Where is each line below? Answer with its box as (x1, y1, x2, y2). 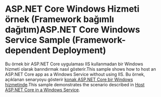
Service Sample (5, 35, 71, 46)
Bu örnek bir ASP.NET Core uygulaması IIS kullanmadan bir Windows (5, 61, 143, 67)
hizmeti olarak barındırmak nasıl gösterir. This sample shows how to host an (5, 66, 156, 72)
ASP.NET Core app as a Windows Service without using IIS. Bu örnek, (5, 71, 145, 77)
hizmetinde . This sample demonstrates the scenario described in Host (5, 81, 145, 87)
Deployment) (52, 45, 106, 56)
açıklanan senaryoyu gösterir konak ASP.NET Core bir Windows (5, 77, 133, 82)
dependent (5, 45, 51, 56)
